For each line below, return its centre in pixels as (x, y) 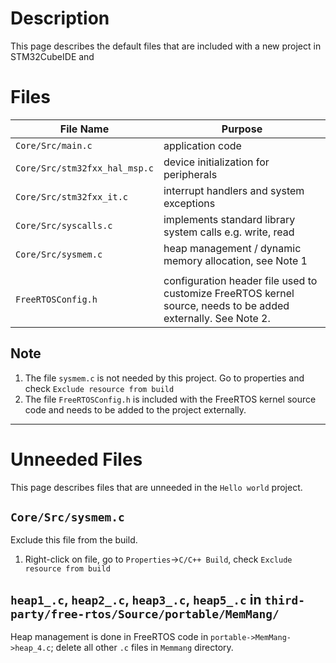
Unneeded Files (76, 459)
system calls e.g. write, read (229, 232)
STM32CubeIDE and (52, 56)
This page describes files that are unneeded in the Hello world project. (156, 487)
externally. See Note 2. (217, 318)
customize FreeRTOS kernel (229, 293)
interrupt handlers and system (234, 190)
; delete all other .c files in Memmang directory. (142, 648)
